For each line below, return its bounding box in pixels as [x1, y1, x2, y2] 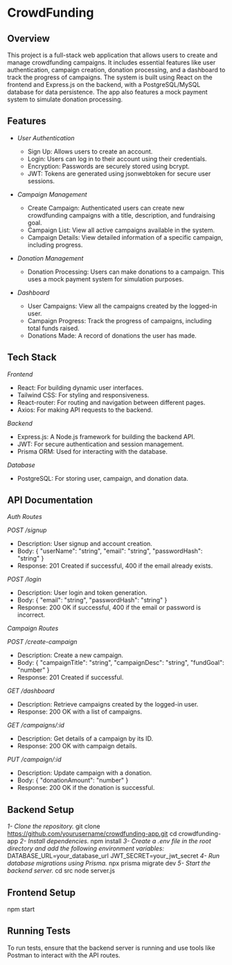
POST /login [7, 575, 42, 584]
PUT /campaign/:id [7, 755, 62, 764]
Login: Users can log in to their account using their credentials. [27, 154, 207, 163]
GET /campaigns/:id [7, 721, 64, 729]
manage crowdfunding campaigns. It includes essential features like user [7, 58, 216, 67]
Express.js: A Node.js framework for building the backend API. [17, 432, 195, 440]
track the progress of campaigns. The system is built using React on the [7, 73, 213, 81]
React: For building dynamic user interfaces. [17, 383, 144, 392]
